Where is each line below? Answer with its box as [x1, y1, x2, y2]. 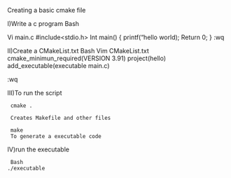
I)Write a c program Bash [7, 20, 79, 27]
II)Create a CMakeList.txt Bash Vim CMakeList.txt [7, 47, 149, 55]
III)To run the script [7, 89, 62, 97]
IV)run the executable [7, 145, 70, 153]
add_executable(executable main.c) [7, 62, 110, 69]
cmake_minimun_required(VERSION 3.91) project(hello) [7, 54, 167, 62]
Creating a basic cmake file [7, 6, 86, 14]
